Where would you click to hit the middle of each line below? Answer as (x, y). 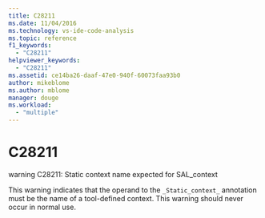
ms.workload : (30, 105)
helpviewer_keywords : (44, 61)
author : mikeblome (39, 83)
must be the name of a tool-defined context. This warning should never (126, 198)
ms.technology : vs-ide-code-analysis (71, 30)
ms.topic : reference (43, 38)
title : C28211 (32, 16)
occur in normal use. (42, 207)
